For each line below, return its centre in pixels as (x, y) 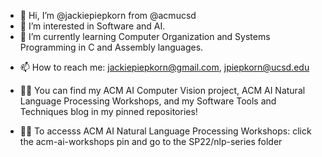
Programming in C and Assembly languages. (111, 47)
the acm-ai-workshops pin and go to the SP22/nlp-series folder (151, 141)
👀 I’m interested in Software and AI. (92, 26)
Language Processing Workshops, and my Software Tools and (148, 101)
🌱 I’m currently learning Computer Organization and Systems (145, 36)
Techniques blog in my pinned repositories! (108, 111)
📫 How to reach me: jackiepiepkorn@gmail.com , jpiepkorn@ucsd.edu (164, 67)
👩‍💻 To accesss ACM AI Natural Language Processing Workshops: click (165, 131)
